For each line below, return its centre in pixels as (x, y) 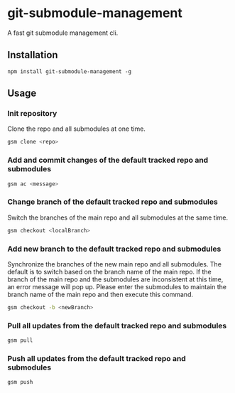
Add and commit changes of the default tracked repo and (108, 160)
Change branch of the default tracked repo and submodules (113, 202)
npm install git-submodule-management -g (70, 71)
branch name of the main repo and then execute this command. (100, 294)
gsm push (20, 382)
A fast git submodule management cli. (63, 33)
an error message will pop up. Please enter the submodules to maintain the (117, 286)
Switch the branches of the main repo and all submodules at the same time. (118, 217)
